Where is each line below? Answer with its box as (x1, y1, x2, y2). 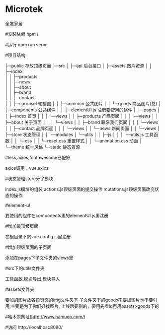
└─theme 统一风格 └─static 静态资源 (5, 144, 81, 150)
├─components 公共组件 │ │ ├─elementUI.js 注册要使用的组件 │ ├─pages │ (5, 107, 161, 113)
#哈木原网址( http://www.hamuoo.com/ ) (5, 314, 85, 320)
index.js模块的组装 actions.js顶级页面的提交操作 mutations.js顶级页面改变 (5, 186, 155, 192)
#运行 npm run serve (5, 41, 48, 48)
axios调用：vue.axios (5, 165, 49, 171)
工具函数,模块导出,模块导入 (5, 275, 61, 281)
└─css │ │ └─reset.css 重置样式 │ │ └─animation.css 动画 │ (18, 137, 143, 143)
